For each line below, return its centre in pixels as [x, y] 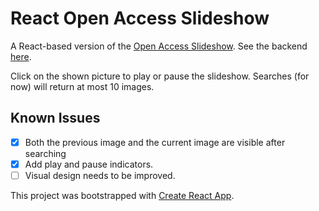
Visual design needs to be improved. [100, 175]
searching [45, 153]
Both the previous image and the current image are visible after [155, 142]
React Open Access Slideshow [140, 18]
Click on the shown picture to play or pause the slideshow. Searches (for [160, 76]
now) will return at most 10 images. [82, 86]
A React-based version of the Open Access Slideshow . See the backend [159, 46]
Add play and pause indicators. [89, 164]
